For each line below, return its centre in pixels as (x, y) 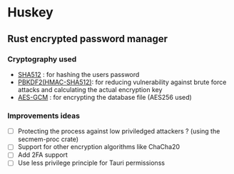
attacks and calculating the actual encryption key (90, 89)
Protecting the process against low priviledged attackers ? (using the (119, 131)
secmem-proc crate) (48, 139)
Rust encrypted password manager (87, 39)
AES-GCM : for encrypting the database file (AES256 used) (105, 97)
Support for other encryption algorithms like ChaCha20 (99, 147)
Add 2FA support (42, 155)
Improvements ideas (44, 116)
